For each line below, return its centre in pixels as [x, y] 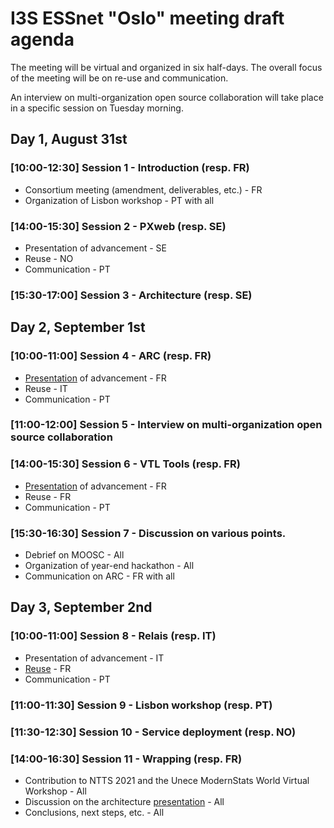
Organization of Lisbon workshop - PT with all [119, 200]
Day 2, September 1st [78, 327]
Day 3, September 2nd [81, 607]
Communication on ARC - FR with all [99, 576]
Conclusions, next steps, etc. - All [94, 812]
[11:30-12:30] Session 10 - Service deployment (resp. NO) [153, 732]
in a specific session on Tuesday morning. [97, 108]
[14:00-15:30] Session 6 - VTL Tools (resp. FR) [125, 464]
